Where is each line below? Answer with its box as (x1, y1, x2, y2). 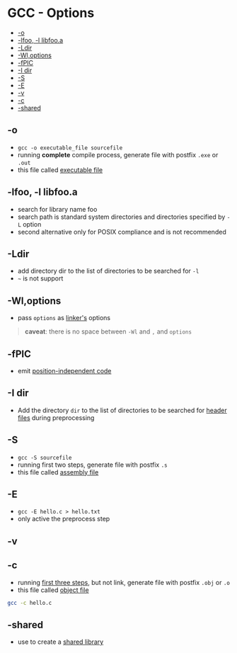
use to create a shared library (17, 637, 104, 646)
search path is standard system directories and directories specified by (17, 212, 226, 221)
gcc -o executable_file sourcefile (17, 144, 123, 152)
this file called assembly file (17, 467, 99, 476)
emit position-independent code (17, 367, 112, 375)
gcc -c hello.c (7, 599, 52, 606)
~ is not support (17, 274, 64, 283)
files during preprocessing (17, 413, 95, 422)
